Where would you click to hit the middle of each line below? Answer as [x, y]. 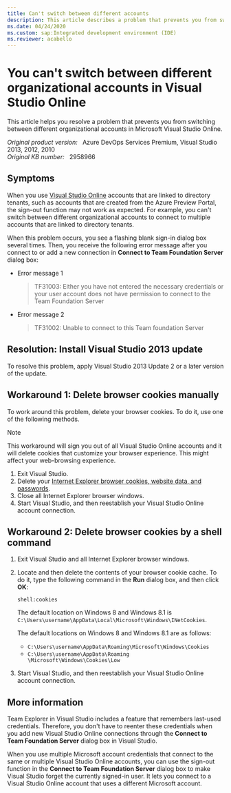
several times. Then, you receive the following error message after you [107, 245]
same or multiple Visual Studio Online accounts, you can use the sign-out [111, 761]
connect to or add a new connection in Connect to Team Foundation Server [115, 252]
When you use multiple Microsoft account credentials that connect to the [110, 754]
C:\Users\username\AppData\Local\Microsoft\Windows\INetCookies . [112, 620]
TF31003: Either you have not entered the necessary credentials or [129, 286]
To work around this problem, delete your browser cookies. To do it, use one [115, 411]
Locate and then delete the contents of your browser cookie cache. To [117, 573]
